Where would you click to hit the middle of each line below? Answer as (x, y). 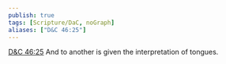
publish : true (32, 15)
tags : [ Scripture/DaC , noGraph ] (61, 23)
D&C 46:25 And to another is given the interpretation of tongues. (113, 52)
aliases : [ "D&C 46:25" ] (47, 30)
